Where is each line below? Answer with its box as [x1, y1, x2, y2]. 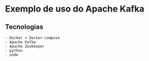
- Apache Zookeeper [5, 44, 45, 49]
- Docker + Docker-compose [5, 35, 60, 40]
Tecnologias [5, 23, 43, 31]
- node [5, 52, 19, 57]
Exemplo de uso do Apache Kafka [5, 3, 145, 15]
